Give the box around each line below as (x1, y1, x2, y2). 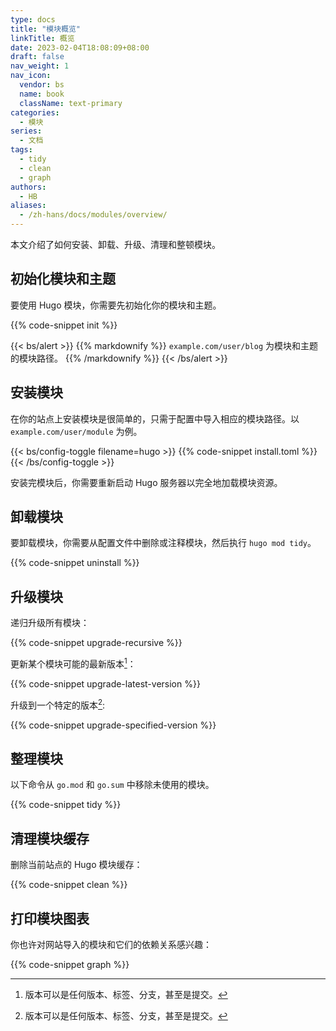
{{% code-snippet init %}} (10, 319, 118, 331)
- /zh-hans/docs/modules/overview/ (19, 210, 168, 220)
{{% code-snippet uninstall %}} (10, 557, 140, 569)
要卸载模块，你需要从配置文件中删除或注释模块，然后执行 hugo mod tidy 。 (10, 537, 317, 549)
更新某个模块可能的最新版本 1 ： (10, 656, 137, 670)
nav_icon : (10, 71, 52, 81)
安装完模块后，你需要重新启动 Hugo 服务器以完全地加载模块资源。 (10, 476, 283, 488)
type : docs (10, 14, 56, 25)
